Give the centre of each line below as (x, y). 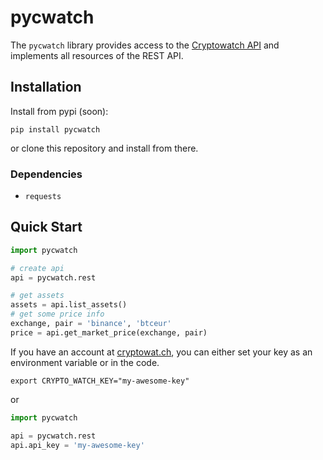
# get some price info (57, 314)
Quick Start (46, 227)
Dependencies (46, 174)
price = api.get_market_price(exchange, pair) (109, 332)
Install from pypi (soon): (59, 111)
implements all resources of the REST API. (97, 55)
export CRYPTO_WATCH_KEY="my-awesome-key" (100, 381)
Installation (46, 87)
